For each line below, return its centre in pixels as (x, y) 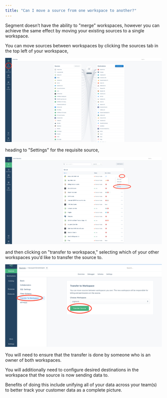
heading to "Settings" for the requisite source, (52, 150)
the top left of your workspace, (37, 51)
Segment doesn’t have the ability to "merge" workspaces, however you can (83, 25)
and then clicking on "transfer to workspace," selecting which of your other (82, 252)
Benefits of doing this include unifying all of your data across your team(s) (81, 385)
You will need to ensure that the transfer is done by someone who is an (78, 355)
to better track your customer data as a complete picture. (64, 390)
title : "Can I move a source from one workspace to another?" (71, 10)
